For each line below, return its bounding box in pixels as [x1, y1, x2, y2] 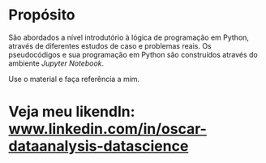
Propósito [8, 6, 75, 24]
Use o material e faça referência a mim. [8, 74, 140, 84]
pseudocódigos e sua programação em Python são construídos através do [8, 49, 258, 59]
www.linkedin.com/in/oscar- [8, 120, 207, 139]
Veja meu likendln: [8, 103, 135, 121]
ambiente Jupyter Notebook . [8, 58, 105, 68]
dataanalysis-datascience [8, 137, 189, 156]
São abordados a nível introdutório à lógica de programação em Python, [8, 32, 250, 42]
